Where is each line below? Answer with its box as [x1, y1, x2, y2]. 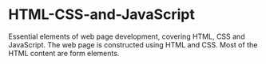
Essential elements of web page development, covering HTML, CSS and [8, 32, 245, 41]
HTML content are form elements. [8, 48, 120, 58]
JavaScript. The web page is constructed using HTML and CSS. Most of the [8, 40, 258, 49]
